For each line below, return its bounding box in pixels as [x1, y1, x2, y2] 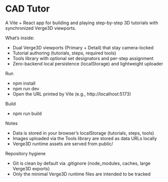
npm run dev [12, 85, 39, 91]
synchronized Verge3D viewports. [5, 25, 76, 31]
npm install [12, 80, 36, 86]
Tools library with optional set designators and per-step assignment [12, 55, 154, 61]
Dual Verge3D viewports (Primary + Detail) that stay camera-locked [12, 44, 154, 50]
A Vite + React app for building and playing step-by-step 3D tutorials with [5, 20, 158, 26]
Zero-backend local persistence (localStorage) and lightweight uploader [12, 60, 163, 67]
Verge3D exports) [12, 165, 50, 171]
